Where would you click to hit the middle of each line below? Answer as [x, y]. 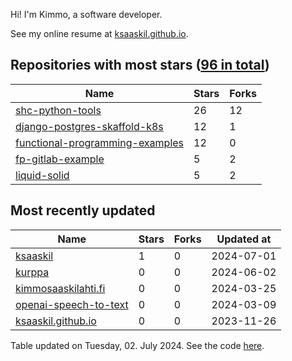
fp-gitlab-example [60, 159]
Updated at [244, 239]
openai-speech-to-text [72, 304]
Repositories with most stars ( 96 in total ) [140, 65]
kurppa [32, 272]
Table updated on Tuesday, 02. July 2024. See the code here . [137, 345]
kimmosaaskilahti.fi [60, 288]
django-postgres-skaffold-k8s [89, 126]
